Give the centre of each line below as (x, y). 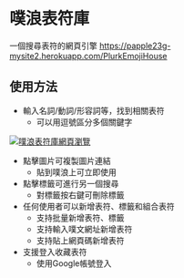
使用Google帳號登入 (74, 263)
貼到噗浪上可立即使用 (76, 172)
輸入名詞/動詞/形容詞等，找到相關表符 (93, 110)
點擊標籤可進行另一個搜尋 (71, 183)
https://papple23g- (135, 46)
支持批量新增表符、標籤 (80, 217)
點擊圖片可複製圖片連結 (66, 160)
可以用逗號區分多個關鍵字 (84, 122)
